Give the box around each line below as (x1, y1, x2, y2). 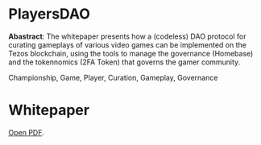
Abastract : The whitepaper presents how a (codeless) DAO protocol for (8, 31, 247, 41)
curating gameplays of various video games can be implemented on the (8, 39, 247, 49)
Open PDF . (8, 127, 44, 137)
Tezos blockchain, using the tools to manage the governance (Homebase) (8, 48, 254, 58)
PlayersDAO (8, 5, 90, 23)
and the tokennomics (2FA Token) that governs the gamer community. (8, 57, 241, 67)
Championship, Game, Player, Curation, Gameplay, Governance (8, 72, 218, 82)
